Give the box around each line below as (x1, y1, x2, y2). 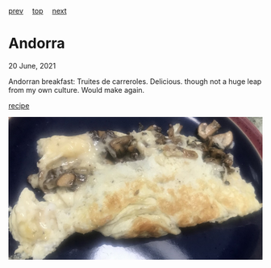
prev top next (8, 6, 67, 15)
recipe (8, 100, 30, 111)
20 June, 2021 (8, 61, 56, 70)
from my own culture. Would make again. (8, 85, 145, 94)
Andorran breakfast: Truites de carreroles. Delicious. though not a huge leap (8, 76, 262, 86)
